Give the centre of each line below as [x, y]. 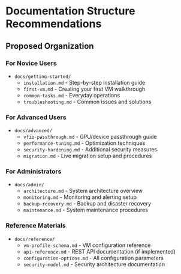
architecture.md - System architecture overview [83, 191]
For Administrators [34, 171]
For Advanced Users [36, 117]
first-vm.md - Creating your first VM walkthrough [84, 89]
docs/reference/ [34, 239]
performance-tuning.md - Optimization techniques [84, 143]
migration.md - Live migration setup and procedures [88, 156]
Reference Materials [36, 225]
